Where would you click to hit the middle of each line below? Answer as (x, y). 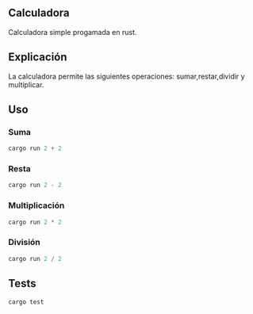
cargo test (26, 302)
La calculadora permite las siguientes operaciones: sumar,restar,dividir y (126, 76)
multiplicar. (26, 84)
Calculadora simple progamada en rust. (73, 32)
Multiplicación (36, 205)
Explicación (38, 57)
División (25, 243)
